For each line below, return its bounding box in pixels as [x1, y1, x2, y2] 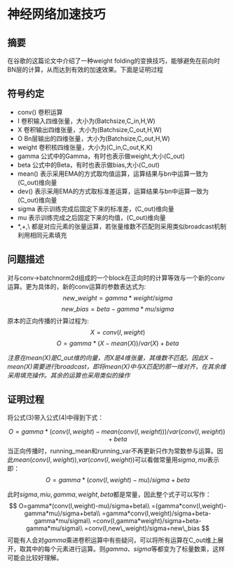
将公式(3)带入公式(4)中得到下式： [7, 413, 104, 422]
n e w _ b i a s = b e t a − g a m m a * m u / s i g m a [61, 304, 174, 313]
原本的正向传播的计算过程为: [7, 316, 90, 325]
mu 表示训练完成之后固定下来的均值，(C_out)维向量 [17, 213, 166, 221]
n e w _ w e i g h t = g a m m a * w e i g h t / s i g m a [62, 293, 173, 302]
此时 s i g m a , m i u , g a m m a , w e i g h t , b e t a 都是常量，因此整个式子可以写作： [7, 490, 212, 499]
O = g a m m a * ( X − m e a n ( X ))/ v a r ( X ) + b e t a [56, 339, 179, 347]
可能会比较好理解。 [7, 553, 63, 562]
